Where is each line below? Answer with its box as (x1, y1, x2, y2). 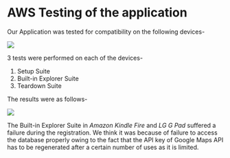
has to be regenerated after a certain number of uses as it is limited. (7, 143, 199, 151)
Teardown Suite (16, 81, 62, 90)
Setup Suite (16, 67, 50, 75)
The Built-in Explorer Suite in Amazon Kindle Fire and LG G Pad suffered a (7, 121, 216, 129)
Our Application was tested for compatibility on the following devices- (7, 27, 205, 36)
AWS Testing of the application (7, 5, 187, 21)
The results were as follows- (7, 95, 88, 103)
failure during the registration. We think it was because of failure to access (7, 128, 218, 137)
